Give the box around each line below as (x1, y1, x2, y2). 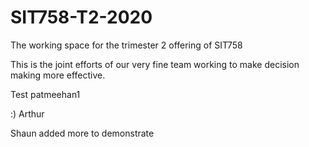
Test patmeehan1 (10, 88, 81, 100)
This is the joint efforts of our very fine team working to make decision (10, 58, 300, 70)
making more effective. (10, 69, 106, 81)
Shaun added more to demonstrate (10, 127, 155, 139)
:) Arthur (10, 107, 45, 120)
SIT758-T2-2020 (10, 6, 153, 29)
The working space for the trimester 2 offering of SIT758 (10, 39, 243, 51)
